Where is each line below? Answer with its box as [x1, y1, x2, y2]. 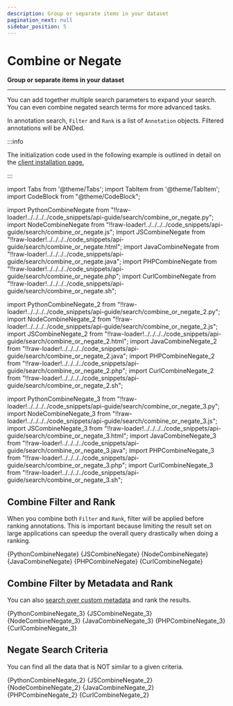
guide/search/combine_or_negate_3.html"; [7, 431, 128, 440]
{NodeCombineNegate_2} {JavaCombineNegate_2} [7, 683, 155, 691]
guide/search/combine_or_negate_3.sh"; [7, 476, 123, 484]
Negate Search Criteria [7, 644, 109, 656]
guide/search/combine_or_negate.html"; [7, 243, 123, 251]
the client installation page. [7, 158, 85, 166]
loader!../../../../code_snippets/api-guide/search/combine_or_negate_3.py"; [7, 402, 221, 411]
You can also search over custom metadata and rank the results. [7, 596, 191, 604]
